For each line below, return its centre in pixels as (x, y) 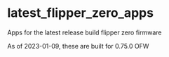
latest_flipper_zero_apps (81, 13)
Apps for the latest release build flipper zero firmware (84, 32)
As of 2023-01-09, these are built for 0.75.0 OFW (78, 46)
